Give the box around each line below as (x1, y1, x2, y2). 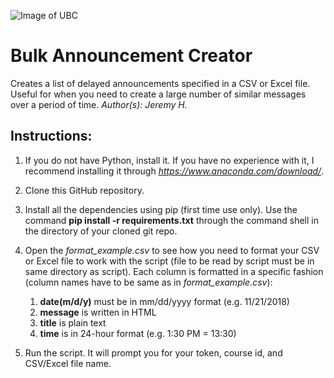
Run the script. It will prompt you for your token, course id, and (24, 346, 283, 359)
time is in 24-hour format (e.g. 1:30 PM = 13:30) (39, 327, 237, 339)
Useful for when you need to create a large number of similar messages (10, 88, 307, 100)
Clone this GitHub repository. (24, 184, 145, 196)
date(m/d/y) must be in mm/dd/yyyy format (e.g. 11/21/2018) (39, 295, 290, 307)
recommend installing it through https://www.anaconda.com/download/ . (24, 165, 325, 177)
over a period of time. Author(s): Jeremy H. (10, 98, 188, 110)
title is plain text (39, 316, 107, 329)
